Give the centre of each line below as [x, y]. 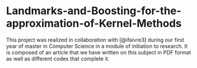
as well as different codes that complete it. [58, 59]
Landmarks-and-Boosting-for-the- [94, 11]
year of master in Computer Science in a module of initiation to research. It [97, 46]
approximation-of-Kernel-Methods [94, 23]
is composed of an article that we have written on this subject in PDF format [98, 52]
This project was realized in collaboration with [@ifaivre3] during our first [95, 40]
